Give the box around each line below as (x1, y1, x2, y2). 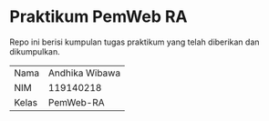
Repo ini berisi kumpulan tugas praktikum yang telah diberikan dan (9, 36, 260, 47)
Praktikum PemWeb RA (9, 6, 188, 27)
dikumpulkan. (9, 45, 61, 56)
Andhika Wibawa (48, 66, 121, 79)
